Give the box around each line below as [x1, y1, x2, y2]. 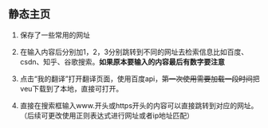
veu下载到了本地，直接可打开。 [19, 83, 124, 93]
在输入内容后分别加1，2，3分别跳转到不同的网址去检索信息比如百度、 [19, 47, 249, 56]
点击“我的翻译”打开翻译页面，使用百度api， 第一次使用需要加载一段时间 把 [19, 74, 260, 83]
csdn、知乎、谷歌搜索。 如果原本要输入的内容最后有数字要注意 [19, 56, 226, 66]
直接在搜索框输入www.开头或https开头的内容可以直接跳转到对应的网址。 [19, 100, 258, 110]
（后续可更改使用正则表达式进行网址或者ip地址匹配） [19, 111, 194, 120]
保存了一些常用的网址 [19, 30, 90, 40]
